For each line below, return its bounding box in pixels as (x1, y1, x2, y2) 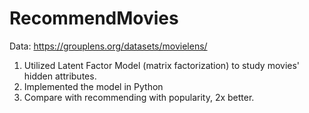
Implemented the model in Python (23, 80, 164, 92)
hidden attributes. (23, 70, 97, 82)
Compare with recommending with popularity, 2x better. (23, 91, 255, 103)
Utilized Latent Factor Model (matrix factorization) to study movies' (23, 59, 301, 71)
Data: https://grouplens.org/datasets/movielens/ (9, 40, 208, 52)
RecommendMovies (9, 7, 179, 30)
